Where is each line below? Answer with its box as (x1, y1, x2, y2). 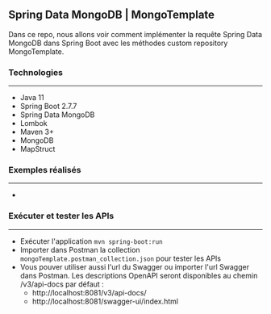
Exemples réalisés (8, 165, 81, 176)
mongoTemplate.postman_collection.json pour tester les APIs (19, 253, 222, 263)
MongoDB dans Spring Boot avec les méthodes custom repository (8, 38, 228, 48)
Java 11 (19, 93, 44, 103)
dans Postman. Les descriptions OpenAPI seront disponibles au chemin (19, 270, 258, 280)
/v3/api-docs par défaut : (19, 279, 105, 289)
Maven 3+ (19, 127, 54, 137)
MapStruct (19, 144, 56, 154)
